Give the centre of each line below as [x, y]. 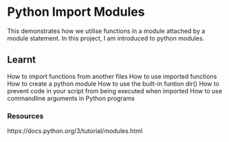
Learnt [22, 60]
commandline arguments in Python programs [71, 98]
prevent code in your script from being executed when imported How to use [115, 91]
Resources [25, 116]
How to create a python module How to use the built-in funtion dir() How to [113, 84]
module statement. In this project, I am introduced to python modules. [106, 38]
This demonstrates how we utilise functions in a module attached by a [106, 31]
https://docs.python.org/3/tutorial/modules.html [75, 131]
